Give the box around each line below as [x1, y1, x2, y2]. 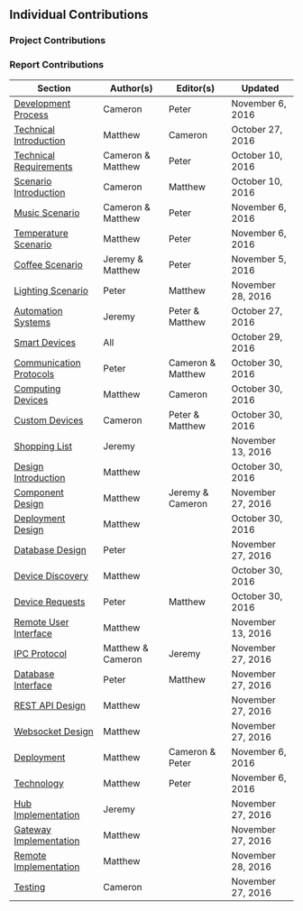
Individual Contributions [9, 7, 149, 23]
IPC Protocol [14, 647, 68, 659]
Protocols [14, 367, 55, 380]
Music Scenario [14, 207, 80, 219]
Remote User [14, 615, 69, 628]
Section [37, 81, 71, 94]
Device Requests [14, 595, 86, 608]
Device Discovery [14, 569, 88, 582]
